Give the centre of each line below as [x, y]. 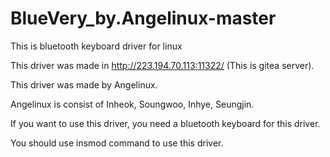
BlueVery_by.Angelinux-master [143, 18]
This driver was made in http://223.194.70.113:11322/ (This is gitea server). [162, 65]
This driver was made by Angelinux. [84, 84]
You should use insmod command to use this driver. [117, 143]
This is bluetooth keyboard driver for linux [96, 46]
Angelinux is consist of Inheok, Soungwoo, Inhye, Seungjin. [132, 104]
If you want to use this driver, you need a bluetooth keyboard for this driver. [165, 123]
